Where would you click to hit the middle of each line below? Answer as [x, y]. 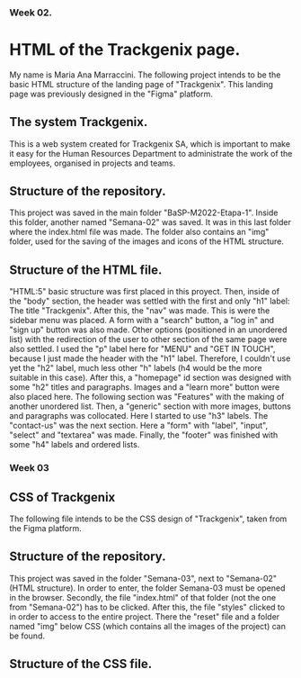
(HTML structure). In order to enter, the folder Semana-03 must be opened [147, 588]
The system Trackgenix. [79, 122]
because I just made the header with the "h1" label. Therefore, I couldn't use [150, 358]
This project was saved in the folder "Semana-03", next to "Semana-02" [143, 578]
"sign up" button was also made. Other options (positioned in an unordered [148, 330]
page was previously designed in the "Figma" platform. [111, 94]
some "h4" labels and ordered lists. [75, 445]
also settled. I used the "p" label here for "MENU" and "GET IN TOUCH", [142, 349]
